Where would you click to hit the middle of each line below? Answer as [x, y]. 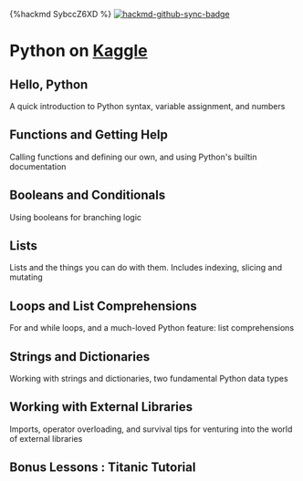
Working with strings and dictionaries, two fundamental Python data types [149, 379]
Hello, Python [49, 84]
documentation [38, 166]
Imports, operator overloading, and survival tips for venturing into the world [151, 429]
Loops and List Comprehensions [104, 306]
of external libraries [46, 438]
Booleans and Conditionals [88, 195]
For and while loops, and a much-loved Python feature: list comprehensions [152, 328]
